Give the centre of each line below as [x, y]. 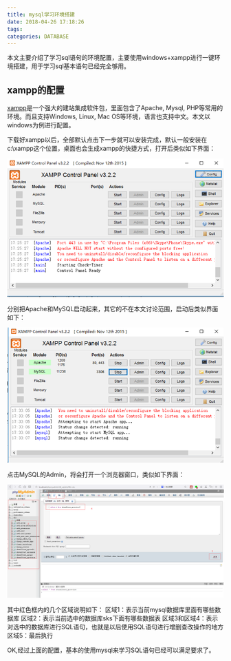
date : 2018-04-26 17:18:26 [46, 22]
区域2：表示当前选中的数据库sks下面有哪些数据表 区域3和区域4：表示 [119, 618]
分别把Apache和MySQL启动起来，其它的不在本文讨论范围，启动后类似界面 [113, 308]
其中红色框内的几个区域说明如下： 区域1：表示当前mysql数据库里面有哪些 [111, 610]
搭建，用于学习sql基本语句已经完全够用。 [71, 66]
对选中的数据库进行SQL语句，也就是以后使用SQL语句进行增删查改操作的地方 [115, 627]
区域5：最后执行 [30, 636]
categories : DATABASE [38, 36]
